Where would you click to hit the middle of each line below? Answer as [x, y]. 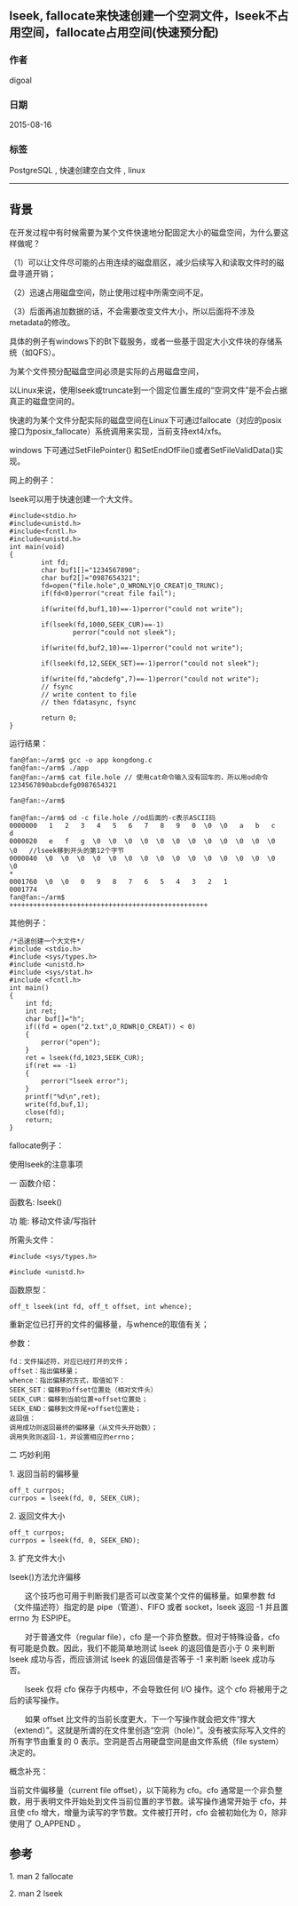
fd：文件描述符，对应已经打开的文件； [70, 1362]
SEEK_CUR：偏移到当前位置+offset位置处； [79, 1400]
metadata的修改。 [42, 323]
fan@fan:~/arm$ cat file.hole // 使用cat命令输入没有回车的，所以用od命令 [139, 778]
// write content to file [89, 695]
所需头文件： [32, 1240]
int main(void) [37, 547]
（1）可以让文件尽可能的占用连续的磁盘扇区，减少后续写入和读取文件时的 [143, 263]
